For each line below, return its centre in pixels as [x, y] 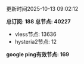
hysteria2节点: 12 [36, 42]
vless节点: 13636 [35, 34]
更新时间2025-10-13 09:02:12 [42, 9]
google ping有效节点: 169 [38, 54]
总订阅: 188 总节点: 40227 [38, 22]
